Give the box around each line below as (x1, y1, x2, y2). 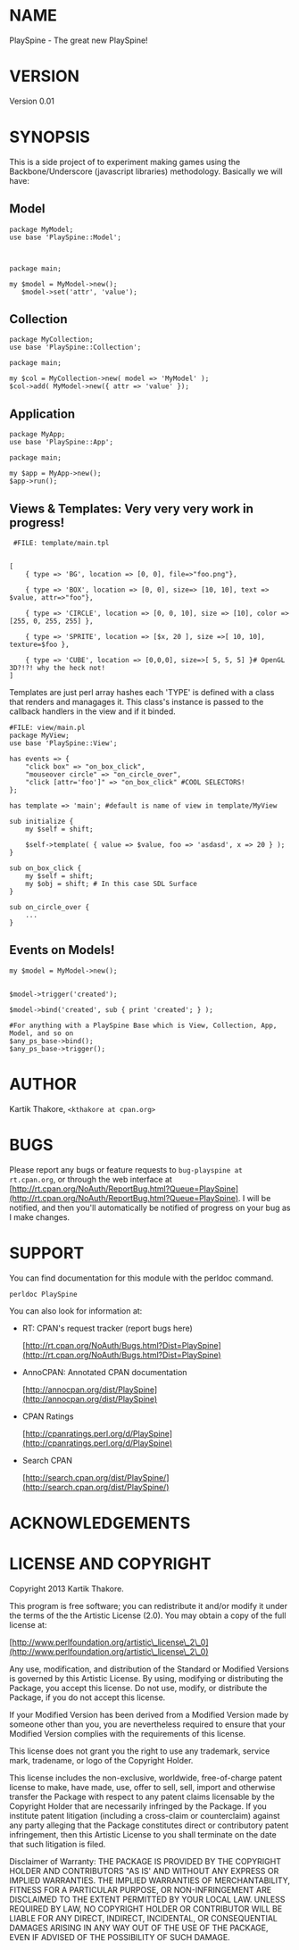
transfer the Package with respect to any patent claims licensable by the (9, 1791, 275, 1802)
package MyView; (9, 731, 70, 741)
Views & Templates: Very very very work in (9, 501, 254, 516)
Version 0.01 (9, 95, 55, 106)
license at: (9, 1619, 47, 1630)
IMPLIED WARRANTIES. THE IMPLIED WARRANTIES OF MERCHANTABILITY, (9, 1875, 291, 1886)
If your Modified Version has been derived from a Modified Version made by (9, 1709, 289, 1720)
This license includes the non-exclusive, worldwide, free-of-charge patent (9, 1772, 283, 1783)
